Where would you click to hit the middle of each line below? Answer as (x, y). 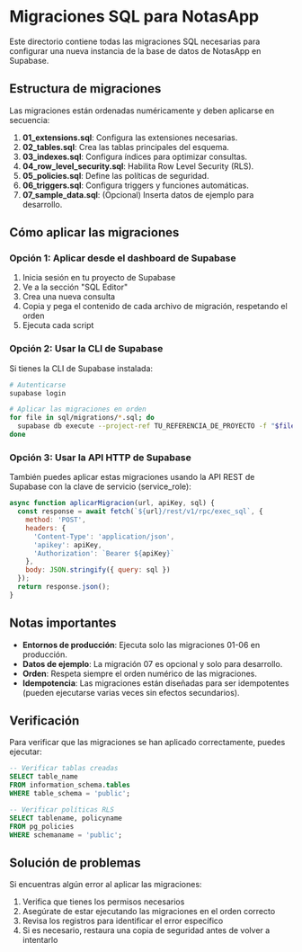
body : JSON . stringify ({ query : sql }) (98, 570)
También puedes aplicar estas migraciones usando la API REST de (132, 477)
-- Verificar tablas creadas (64, 769)
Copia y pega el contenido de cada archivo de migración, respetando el (155, 307)
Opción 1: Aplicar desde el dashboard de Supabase (123, 258)
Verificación (44, 721)
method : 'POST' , (56, 520)
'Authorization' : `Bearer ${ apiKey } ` (104, 553)
